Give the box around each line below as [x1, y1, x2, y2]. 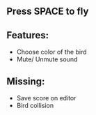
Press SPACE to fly [6, 6, 89, 17]
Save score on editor [16, 94, 77, 102]
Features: [6, 29, 49, 41]
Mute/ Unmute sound [16, 55, 78, 63]
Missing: [6, 75, 45, 87]
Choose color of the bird [16, 48, 88, 56]
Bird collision [16, 101, 54, 110]
